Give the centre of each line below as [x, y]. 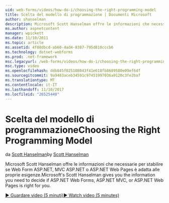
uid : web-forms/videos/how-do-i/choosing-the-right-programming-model [81, 10]
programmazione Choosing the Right [83, 130]
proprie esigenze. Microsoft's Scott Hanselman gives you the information [80, 175]
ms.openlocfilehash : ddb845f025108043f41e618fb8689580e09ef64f [73, 71]
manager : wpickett [24, 33]
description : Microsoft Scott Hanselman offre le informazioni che [77, 24]
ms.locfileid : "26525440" [32, 94]
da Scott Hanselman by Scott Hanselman [47, 155]
